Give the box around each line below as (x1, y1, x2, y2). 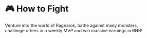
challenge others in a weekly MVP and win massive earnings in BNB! (5, 27, 143, 33)
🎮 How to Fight (5, 3, 69, 14)
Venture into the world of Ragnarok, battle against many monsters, (5, 22, 138, 28)
